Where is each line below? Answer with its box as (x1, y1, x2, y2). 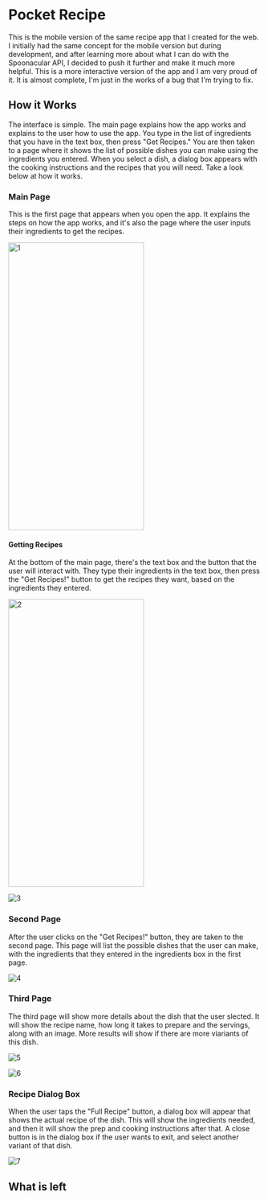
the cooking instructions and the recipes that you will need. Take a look (8, 163, 244, 172)
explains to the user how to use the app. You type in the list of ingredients (8, 128, 252, 138)
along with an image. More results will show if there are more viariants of (8, 1028, 249, 1038)
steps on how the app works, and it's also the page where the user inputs (8, 218, 251, 228)
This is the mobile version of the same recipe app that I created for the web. (8, 32, 259, 42)
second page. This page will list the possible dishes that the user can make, (8, 940, 258, 950)
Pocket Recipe (8, 6, 106, 24)
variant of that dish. (8, 1141, 73, 1151)
